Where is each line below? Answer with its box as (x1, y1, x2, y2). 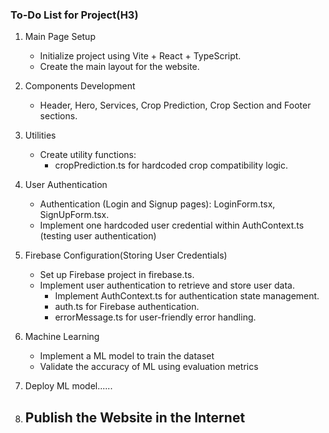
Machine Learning (24, 331, 100, 343)
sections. (39, 110, 78, 122)
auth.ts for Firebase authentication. (54, 301, 200, 313)
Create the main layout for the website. (39, 61, 200, 73)
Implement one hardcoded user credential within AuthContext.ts (39, 219, 305, 232)
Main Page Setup (24, 31, 96, 43)
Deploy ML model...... (24, 380, 113, 392)
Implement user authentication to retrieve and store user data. (39, 279, 295, 292)
